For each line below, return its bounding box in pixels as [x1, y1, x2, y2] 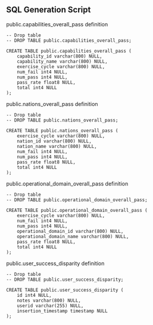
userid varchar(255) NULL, [17, 302, 84, 309]
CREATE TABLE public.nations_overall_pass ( [6, 127, 118, 133]
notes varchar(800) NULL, [17, 297, 82, 303]
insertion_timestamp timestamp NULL [17, 308, 108, 314]
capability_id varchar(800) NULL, [17, 53, 102, 59]
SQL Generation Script [6, 5, 91, 15]
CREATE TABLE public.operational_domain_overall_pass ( [6, 207, 148, 213]
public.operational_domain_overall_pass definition [6, 180, 129, 187]
